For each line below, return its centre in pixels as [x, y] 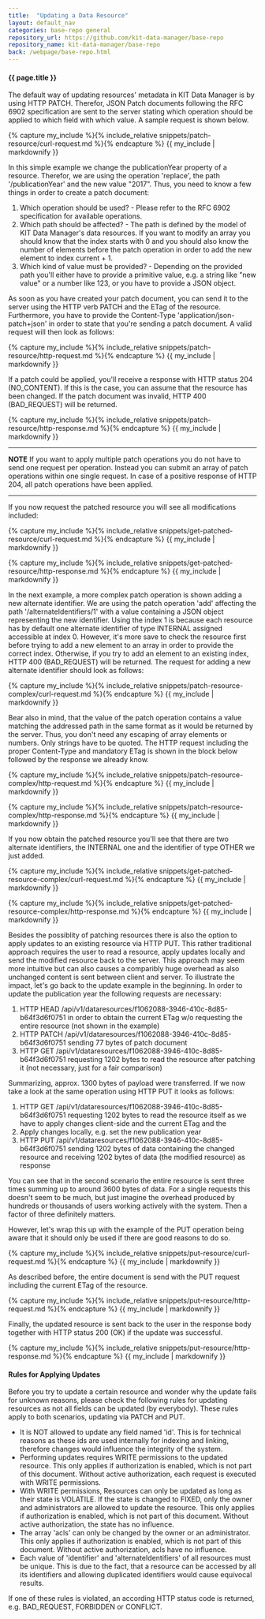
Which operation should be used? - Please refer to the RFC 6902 [125, 208]
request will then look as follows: [61, 332]
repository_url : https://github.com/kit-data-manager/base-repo [116, 37]
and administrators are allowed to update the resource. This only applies [137, 1508]
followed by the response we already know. [79, 760]
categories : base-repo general [60, 30]
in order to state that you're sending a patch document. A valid [150, 323]
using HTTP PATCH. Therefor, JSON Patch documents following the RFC [126, 103]
